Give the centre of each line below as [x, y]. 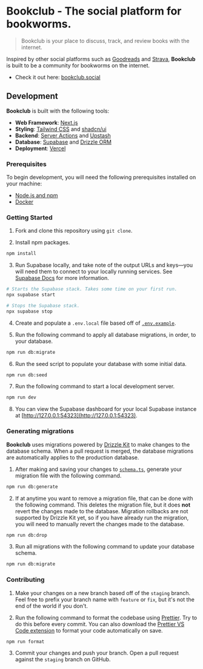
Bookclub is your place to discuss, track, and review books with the [105, 41]
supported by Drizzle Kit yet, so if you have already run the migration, [102, 518]
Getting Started [29, 218]
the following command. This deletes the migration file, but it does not [103, 505]
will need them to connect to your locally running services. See [94, 271]
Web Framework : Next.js [46, 122]
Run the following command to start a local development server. [95, 387]
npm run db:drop [27, 535]
